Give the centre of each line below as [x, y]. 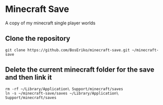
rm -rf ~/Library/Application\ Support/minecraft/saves [64, 89]
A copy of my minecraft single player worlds [50, 23]
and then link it [29, 77]
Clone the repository [38, 39]
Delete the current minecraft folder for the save [80, 70]
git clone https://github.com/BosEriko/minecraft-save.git [68, 50]
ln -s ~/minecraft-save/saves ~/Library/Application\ [62, 93]
